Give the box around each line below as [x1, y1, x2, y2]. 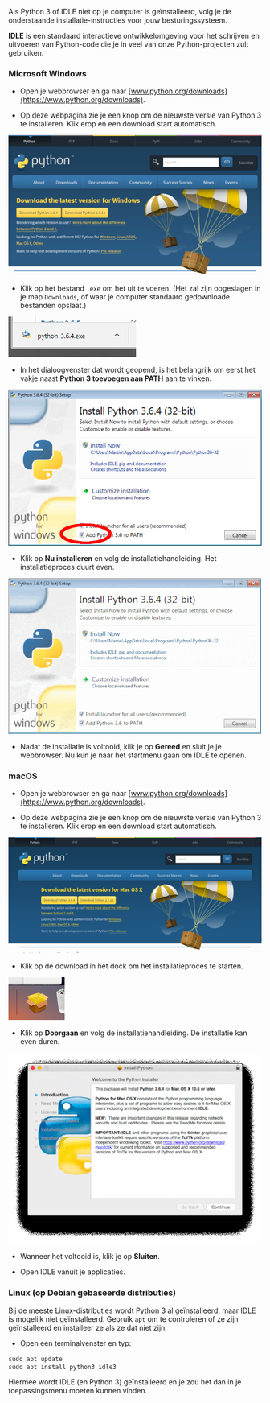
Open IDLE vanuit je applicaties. [19, 1267, 126, 1277]
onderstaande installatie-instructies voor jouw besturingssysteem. [8, 15, 227, 25]
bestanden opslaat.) [19, 301, 87, 311]
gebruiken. [8, 48, 44, 57]
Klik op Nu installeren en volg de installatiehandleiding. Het [19, 554, 217, 563]
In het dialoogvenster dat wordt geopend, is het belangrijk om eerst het [19, 365, 256, 375]
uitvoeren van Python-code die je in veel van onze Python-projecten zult [8, 39, 249, 49]
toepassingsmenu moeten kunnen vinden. [8, 1385, 147, 1395]
